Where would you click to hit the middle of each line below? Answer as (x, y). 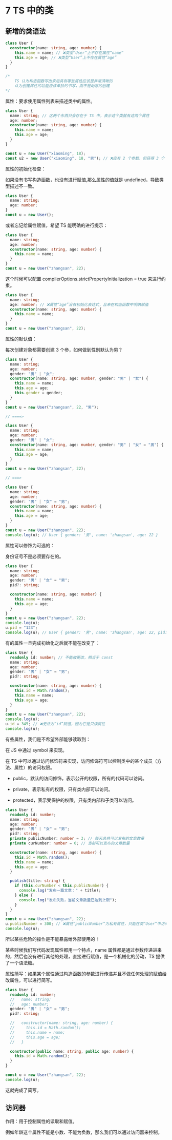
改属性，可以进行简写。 (30, 980)
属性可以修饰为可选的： (30, 545)
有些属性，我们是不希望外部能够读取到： (48, 739)
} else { (24, 895)
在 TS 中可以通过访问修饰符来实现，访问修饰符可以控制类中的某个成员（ (81, 761)
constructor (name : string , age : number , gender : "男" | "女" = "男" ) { (87, 445)
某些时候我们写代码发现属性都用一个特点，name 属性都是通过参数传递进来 (84, 950)
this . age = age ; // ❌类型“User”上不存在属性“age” (66, 57)
